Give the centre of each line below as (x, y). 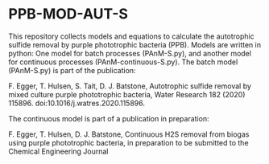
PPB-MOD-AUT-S (68, 14)
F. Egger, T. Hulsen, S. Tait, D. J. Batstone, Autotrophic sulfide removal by (130, 86)
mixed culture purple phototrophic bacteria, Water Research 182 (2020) (127, 94)
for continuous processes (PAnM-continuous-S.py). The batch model (123, 62)
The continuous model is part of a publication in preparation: (109, 118)
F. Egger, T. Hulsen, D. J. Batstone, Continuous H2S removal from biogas (129, 134)
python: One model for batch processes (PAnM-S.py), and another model (130, 53)
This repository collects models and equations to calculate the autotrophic (132, 36)
